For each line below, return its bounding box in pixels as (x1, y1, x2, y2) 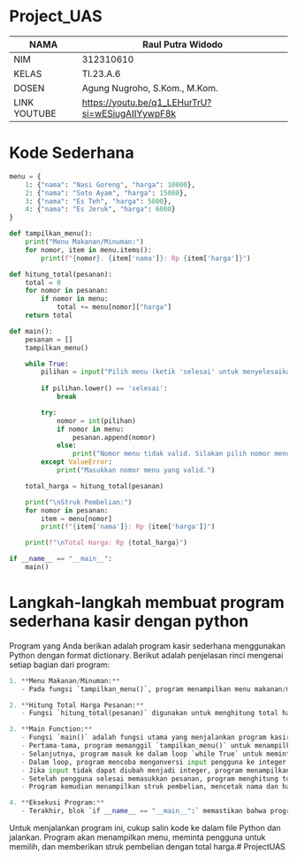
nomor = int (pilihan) (56, 416, 137, 426)
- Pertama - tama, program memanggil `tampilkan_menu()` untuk (20, 742, 251, 750)
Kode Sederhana (9, 143, 134, 163)
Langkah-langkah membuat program (9, 593, 285, 612)
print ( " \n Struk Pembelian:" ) (25, 497, 133, 506)
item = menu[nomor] (41, 514, 113, 523)
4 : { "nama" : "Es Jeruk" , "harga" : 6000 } (25, 205, 176, 214)
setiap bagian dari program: (9, 659, 110, 670)
